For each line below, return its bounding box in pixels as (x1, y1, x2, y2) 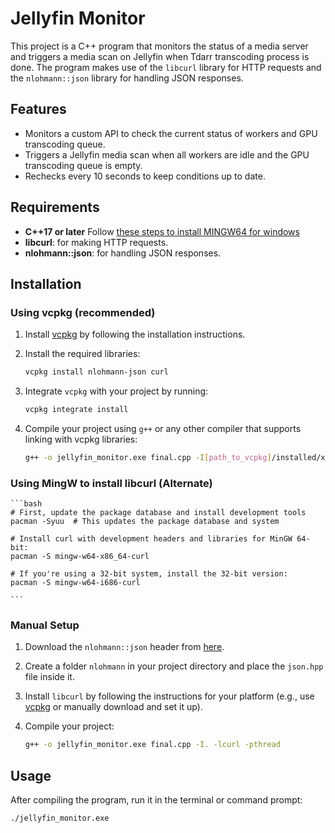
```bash (10, 499, 43, 509)
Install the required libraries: (24, 348, 141, 360)
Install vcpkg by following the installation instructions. (24, 328, 246, 341)
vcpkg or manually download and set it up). (24, 701, 203, 713)
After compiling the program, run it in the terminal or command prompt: (10, 794, 303, 806)
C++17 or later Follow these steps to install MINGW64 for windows (24, 225, 300, 237)
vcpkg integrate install (24, 405, 129, 415)
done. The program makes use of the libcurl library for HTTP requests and (10, 61, 322, 73)
